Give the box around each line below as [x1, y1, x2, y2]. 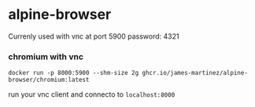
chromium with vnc [8, 51, 84, 62]
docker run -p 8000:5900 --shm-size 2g [8, 69, 139, 77]
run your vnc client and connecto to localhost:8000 [8, 90, 176, 99]
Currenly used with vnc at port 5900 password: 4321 [8, 31, 179, 41]
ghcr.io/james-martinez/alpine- [142, 69, 248, 77]
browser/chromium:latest [8, 76, 90, 84]
